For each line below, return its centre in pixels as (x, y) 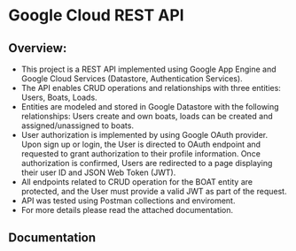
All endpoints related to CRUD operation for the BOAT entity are (137, 182)
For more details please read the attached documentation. (127, 210)
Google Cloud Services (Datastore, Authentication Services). (132, 79)
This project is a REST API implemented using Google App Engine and (148, 69)
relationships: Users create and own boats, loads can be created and (147, 116)
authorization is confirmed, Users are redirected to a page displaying (147, 163)
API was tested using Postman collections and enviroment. (128, 201)
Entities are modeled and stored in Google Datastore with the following (150, 106)
